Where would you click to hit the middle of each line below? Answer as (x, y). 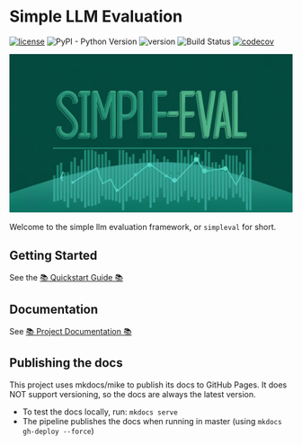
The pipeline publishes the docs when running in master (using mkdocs (152, 421)
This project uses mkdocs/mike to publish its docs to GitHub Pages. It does (148, 385)
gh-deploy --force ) (58, 431)
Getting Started (53, 255)
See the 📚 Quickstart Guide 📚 (67, 278)
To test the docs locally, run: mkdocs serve (100, 412)
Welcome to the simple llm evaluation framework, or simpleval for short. (143, 227)
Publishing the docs (66, 363)
